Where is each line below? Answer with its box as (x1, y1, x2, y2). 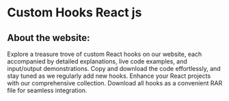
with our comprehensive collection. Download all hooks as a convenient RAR (7, 79, 223, 87)
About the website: (7, 32, 90, 44)
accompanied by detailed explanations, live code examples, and (7, 57, 188, 66)
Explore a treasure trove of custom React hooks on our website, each (7, 50, 202, 58)
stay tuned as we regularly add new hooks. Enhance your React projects (7, 72, 211, 80)
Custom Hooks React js (7, 5, 142, 20)
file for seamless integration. (7, 87, 87, 94)
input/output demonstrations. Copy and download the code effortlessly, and (7, 65, 221, 72)
